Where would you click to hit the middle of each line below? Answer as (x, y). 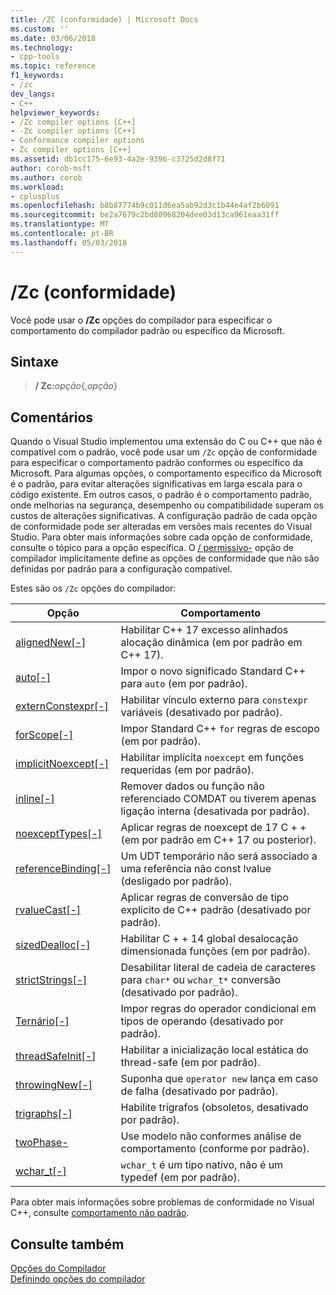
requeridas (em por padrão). (187, 770)
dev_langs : (33, 94)
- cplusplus (35, 196)
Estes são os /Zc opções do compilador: (93, 588)
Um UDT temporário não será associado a (219, 856)
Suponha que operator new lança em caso (219, 1079)
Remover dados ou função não (192, 786)
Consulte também (67, 1244)
